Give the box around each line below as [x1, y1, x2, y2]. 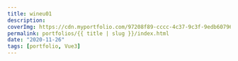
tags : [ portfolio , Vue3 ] [7, 43, 81, 50]
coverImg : [7, 23, 37, 30]
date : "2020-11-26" [7, 36, 65, 43]
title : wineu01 [7, 10, 52, 18]
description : [7, 17, 46, 24]
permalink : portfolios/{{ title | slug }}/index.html [7, 29, 170, 37]
